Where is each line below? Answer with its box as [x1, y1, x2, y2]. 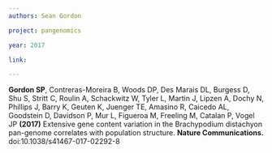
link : [8, 56, 27, 64]
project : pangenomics [8, 26, 82, 35]
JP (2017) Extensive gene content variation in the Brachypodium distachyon [8, 119, 262, 130]
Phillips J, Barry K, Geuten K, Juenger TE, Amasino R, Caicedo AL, [8, 102, 230, 112]
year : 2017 [8, 41, 45, 49]
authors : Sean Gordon [8, 11, 82, 20]
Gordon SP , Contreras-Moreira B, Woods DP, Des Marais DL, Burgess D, [8, 85, 250, 95]
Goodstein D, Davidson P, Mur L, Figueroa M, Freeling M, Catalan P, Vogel [8, 111, 255, 121]
